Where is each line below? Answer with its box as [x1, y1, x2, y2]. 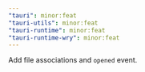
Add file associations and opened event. [8, 55, 138, 65]
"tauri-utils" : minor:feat [8, 19, 99, 27]
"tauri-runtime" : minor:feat [8, 26, 106, 34]
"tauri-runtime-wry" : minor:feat [8, 33, 120, 42]
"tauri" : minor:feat [8, 11, 78, 20]
